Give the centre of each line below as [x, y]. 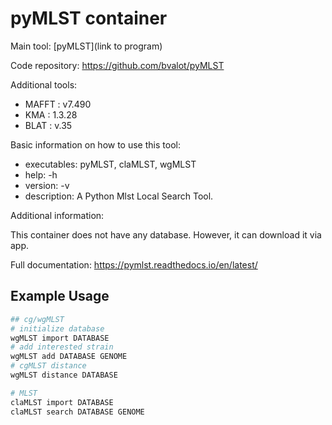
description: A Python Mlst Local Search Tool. [119, 196]
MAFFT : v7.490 [58, 104]
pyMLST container [89, 18]
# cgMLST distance [48, 366]
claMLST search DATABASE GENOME [77, 412]
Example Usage [60, 296]
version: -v [47, 185]
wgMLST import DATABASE [60, 338]
